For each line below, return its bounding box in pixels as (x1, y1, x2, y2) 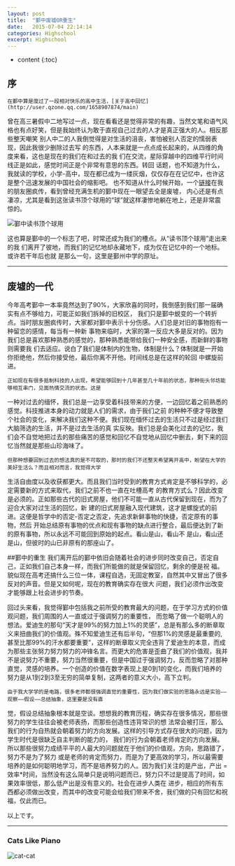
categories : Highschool (7, 29, 77, 37)
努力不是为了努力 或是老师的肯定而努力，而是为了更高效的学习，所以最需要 (7, 753, 224, 761)
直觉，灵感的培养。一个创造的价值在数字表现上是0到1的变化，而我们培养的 (7, 664, 222, 672)
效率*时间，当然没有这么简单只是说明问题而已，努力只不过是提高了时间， (7, 770, 219, 779)
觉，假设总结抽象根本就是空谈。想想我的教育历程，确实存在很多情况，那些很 (7, 709, 228, 717)
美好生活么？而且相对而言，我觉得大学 (7, 464, 101, 471)
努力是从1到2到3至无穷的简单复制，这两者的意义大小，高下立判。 (7, 673, 195, 681)
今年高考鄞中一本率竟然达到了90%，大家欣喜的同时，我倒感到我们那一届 (7, 300, 218, 308)
